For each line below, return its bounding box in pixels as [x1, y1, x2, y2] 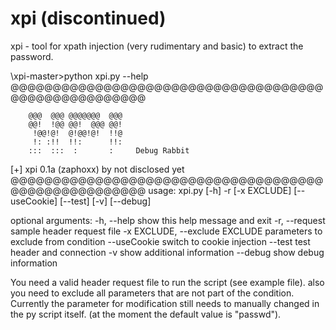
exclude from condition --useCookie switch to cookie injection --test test [10, 235, 311, 247]
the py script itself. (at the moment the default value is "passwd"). [10, 308, 282, 320]
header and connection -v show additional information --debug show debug [10, 246, 325, 258]
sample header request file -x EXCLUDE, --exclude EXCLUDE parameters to [10, 225, 323, 237]
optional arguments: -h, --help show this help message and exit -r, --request [10, 214, 326, 226]
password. [10, 50, 54, 62]
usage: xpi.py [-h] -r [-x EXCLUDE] [148, 184, 292, 196]
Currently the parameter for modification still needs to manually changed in [10, 297, 320, 309]
